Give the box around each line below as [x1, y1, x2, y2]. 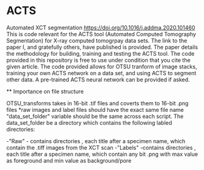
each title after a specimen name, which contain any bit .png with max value [6, 150, 198, 158]
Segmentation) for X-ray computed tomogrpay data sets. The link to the [6, 37, 187, 44]
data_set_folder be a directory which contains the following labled [6, 119, 173, 126]
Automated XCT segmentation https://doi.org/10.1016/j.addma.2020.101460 [6, 24, 195, 31]
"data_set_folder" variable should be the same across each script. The [6, 113, 184, 120]
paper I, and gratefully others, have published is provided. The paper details [6, 43, 198, 51]
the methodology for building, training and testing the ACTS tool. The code [6, 50, 195, 57]
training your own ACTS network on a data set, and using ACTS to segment [6, 69, 197, 76]
